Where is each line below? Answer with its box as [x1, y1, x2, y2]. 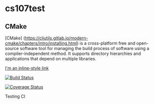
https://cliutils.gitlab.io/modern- [25, 35, 88, 41]
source [5, 46, 19, 51]
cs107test [5, 3, 45, 14]
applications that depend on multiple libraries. [5, 56, 96, 61]
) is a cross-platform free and [77, 40, 136, 46]
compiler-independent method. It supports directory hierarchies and [5, 51, 141, 56]
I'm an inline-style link [5, 65, 49, 71]
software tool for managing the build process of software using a [20, 46, 149, 51]
